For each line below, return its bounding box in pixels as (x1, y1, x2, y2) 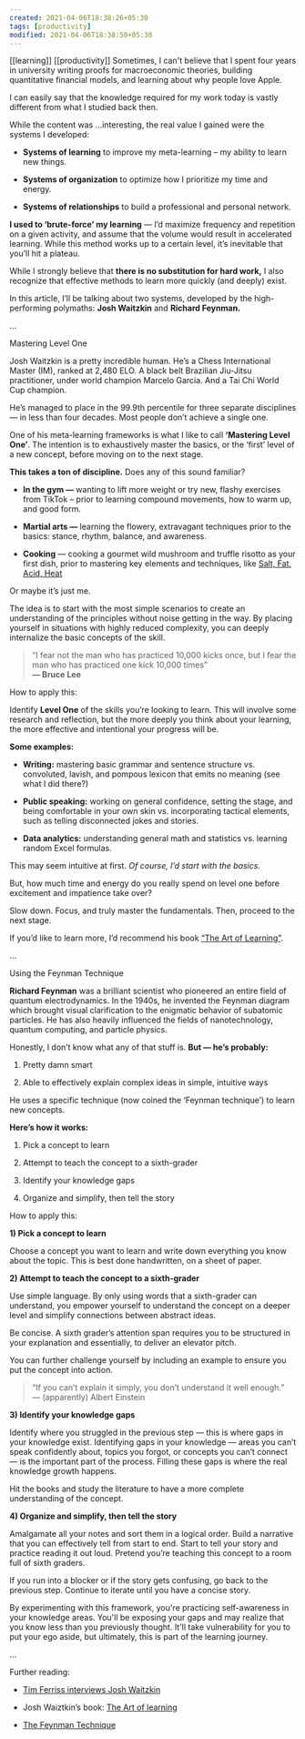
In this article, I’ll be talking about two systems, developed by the (9, 293, 253, 304)
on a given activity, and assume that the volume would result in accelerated (9, 229, 292, 239)
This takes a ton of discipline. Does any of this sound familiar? (9, 466, 246, 478)
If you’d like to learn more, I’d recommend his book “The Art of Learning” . (9, 932, 284, 943)
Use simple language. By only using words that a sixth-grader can (9, 1290, 258, 1302)
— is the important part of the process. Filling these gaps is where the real (9, 1456, 288, 1467)
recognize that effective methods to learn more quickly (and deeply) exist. (9, 275, 288, 287)
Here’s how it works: (9, 1122, 89, 1134)
